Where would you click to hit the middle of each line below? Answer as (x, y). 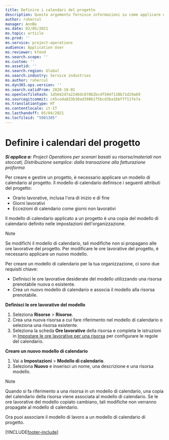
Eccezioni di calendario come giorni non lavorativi (64, 208)
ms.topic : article (24, 33)
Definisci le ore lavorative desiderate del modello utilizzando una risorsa (87, 279)
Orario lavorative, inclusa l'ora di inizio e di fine (61, 198)
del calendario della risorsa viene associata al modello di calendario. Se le (82, 396)
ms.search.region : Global (32, 71)
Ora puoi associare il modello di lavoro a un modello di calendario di (75, 417)
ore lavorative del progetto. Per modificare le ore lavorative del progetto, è (82, 248)
